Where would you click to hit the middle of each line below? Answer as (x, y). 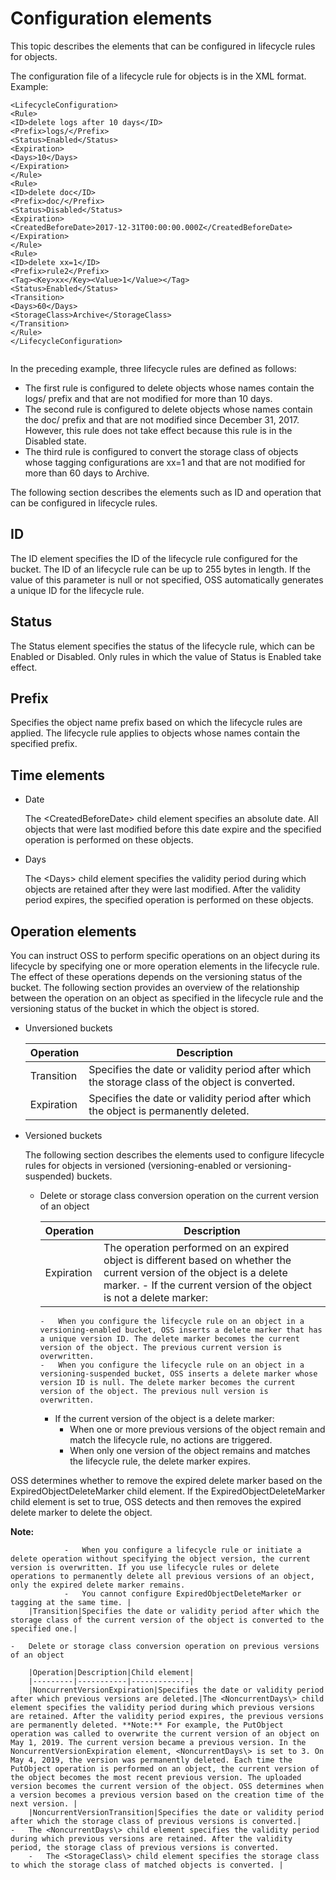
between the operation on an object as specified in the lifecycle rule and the (167, 998)
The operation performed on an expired (196, 1247)
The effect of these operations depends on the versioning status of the (156, 976)
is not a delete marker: (155, 1297)
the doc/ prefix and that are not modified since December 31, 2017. (162, 419)
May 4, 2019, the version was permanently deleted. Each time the (151, 1760)
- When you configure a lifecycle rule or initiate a (182, 1550)
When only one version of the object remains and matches (190, 1450)
